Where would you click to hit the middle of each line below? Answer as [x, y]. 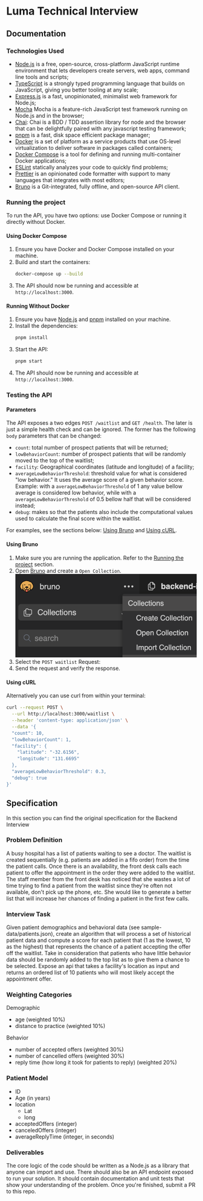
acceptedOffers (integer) [46, 1123]
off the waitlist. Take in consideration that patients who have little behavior [99, 953]
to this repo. [21, 1191]
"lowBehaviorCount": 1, [41, 739]
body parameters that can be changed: [54, 436]
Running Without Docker [38, 306]
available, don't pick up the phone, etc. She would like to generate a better [99, 892]
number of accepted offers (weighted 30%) [69, 1050]
